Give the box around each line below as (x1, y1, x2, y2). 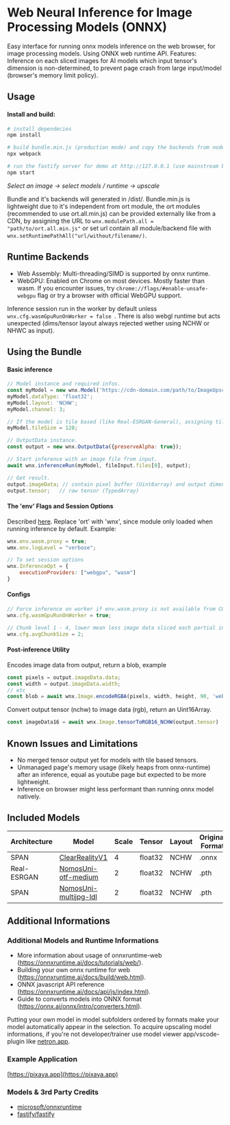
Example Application (7, 1054, 77, 1064)
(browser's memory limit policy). (7, 71, 99, 79)
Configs (7, 591, 31, 599)
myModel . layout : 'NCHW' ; (7, 399, 78, 406)
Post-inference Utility (7, 645, 70, 654)
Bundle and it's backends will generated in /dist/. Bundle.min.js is (7, 195, 190, 203)
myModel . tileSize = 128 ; (7, 425, 78, 432)
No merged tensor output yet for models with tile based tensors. (16, 756, 199, 764)
